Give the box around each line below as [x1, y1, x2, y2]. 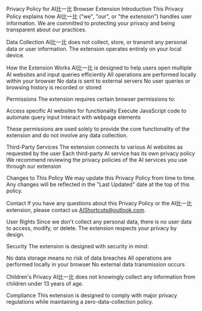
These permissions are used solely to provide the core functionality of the [6, 126, 190, 132]
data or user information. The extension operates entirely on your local [6, 45, 182, 53]
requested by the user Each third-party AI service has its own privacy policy [6, 150, 195, 157]
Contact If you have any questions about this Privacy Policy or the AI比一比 [6, 200, 192, 207]
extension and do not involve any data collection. [6, 132, 128, 139]
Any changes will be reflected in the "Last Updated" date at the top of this [6, 181, 190, 188]
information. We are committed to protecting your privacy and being [6, 20, 175, 27]
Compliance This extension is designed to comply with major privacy [6, 292, 177, 299]
